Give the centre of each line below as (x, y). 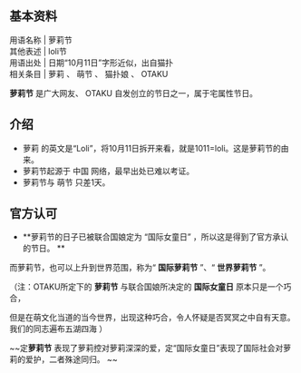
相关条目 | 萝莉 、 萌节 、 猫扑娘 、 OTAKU (89, 74)
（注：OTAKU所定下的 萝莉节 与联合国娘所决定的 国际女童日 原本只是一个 (146, 287)
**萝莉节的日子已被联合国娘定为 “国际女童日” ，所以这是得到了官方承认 (155, 237)
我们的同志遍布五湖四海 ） (58, 329)
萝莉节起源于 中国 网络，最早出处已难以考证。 (108, 171)
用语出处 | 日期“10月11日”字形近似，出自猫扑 (92, 63)
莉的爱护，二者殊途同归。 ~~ (63, 359)
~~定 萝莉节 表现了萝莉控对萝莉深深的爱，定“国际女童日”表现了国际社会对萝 (150, 348)
